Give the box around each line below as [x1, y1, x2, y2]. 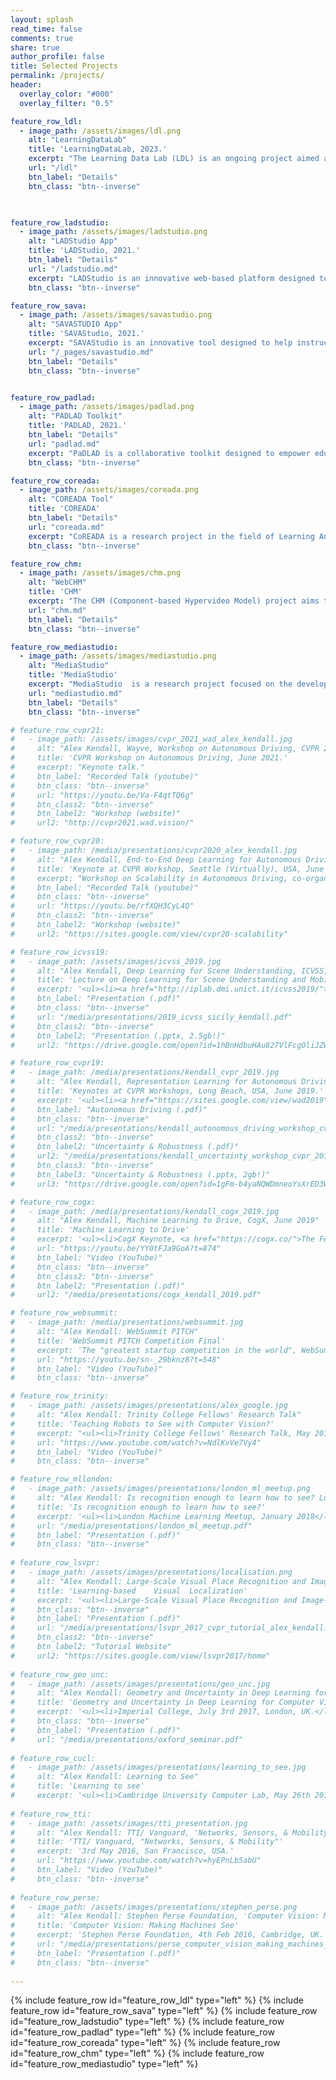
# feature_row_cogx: [10, 1197, 97, 1207]
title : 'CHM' [28, 587, 83, 597]
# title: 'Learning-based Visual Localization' [10, 1586, 248, 1596]
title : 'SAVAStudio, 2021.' [28, 329, 145, 339]
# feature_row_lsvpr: [10, 1558, 101, 1568]
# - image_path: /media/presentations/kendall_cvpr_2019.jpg [10, 1067, 280, 1078]
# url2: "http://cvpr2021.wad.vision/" [10, 818, 195, 828]
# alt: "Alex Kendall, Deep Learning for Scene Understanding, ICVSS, [10, 966, 329, 976]
